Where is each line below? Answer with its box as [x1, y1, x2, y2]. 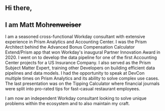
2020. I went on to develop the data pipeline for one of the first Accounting [5, 55, 157, 60]
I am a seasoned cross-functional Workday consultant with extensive [5, 34, 145, 40]
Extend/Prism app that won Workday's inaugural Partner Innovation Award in [5, 49, 161, 55]
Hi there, [5, 4, 33, 12]
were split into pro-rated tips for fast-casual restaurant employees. [5, 86, 140, 92]
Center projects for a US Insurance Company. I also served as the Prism [5, 60, 151, 66]
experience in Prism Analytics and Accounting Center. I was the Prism [5, 39, 147, 45]
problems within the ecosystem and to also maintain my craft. [5, 101, 130, 107]
